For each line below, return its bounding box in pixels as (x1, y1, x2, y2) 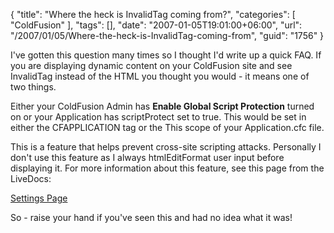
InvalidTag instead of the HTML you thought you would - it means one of (10, 70, 310, 82)
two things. (10, 81, 57, 93)
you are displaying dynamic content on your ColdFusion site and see (10, 60, 293, 71)
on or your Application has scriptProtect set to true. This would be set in (10, 111, 307, 123)
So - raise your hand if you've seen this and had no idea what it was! (10, 212, 293, 223)
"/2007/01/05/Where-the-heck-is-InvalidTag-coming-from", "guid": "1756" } (10, 30, 325, 41)
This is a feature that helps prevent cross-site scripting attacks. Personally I (10, 141, 322, 153)
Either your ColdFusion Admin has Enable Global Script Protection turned (10, 100, 315, 112)
